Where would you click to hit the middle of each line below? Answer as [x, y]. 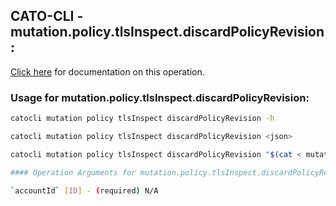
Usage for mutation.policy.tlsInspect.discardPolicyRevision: [160, 97]
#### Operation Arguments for [73, 172]
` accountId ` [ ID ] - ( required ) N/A [84, 190]
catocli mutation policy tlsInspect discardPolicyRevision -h [142, 119]
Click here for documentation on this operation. [107, 71]
